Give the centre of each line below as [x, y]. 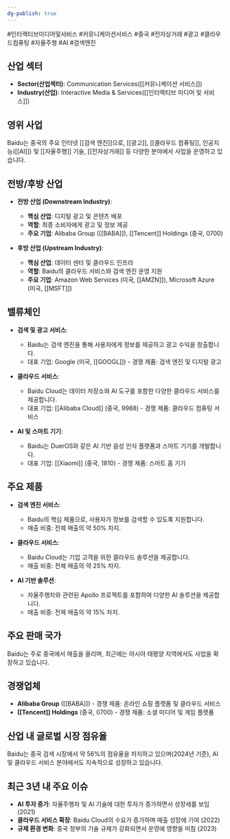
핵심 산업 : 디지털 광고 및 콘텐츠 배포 [74, 216]
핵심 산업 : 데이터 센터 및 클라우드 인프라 [80, 262]
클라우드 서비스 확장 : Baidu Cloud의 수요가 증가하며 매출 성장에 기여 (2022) [118, 820]
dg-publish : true [32, 13]
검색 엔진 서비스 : [39, 504]
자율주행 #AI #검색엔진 [65, 43]
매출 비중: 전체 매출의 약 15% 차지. [73, 612]
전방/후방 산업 [35, 184]
